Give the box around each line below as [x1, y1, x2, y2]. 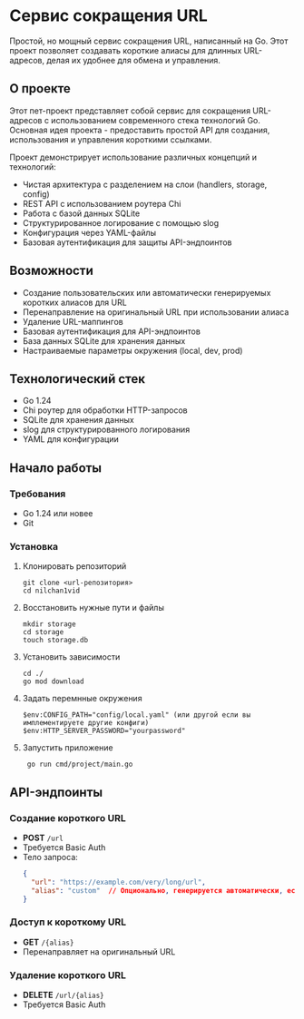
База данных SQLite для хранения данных [22, 335, 186, 346]
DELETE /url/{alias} [22, 990, 104, 1001]
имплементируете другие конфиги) [22, 719, 150, 728]
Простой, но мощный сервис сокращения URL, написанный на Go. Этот [9, 35, 289, 46]
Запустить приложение [22, 742, 113, 753]
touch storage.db [22, 636, 89, 645]
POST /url [22, 832, 64, 844]
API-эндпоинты [9, 784, 103, 799]
